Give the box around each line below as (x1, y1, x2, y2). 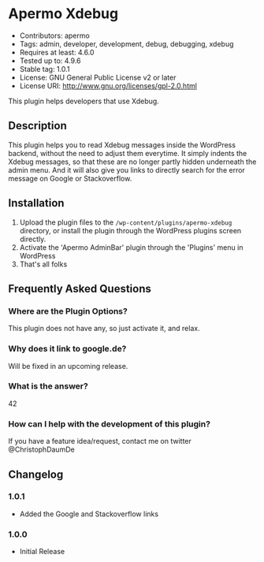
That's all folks (19, 259, 68, 269)
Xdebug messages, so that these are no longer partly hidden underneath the (8, 157, 257, 166)
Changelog (8, 467, 64, 481)
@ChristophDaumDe (8, 445, 75, 454)
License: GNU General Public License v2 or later (19, 73, 177, 82)
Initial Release (19, 547, 65, 556)
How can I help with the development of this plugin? (8, 419, 211, 430)
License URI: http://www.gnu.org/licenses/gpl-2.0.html (19, 80, 197, 91)
